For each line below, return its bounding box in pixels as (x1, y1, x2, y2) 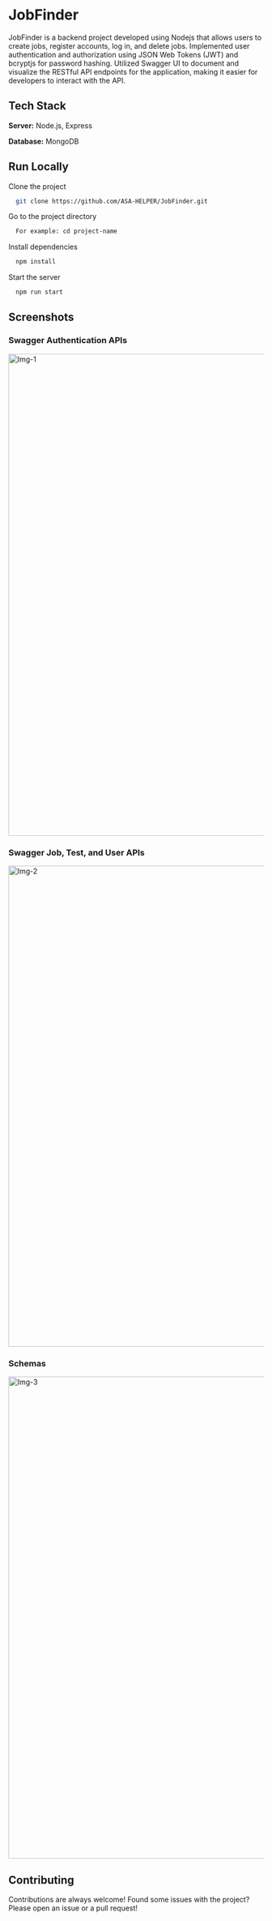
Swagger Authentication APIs (8, 335, 128, 346)
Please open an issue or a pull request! (8, 1903, 138, 1913)
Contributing (8, 1873, 74, 1887)
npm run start (15, 288, 63, 297)
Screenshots (8, 311, 74, 324)
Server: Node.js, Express (8, 120, 93, 131)
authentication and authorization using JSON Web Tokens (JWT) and (8, 49, 239, 59)
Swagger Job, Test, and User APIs (8, 847, 146, 858)
